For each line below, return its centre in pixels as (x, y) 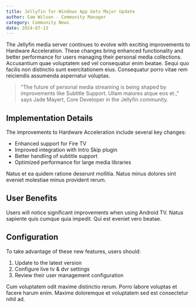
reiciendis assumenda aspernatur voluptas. (58, 76)
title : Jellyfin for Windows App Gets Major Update (70, 11)
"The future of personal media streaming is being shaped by (93, 87)
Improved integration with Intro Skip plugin (66, 150)
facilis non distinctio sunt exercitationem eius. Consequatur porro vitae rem (97, 70)
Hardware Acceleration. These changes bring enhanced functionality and (95, 51)
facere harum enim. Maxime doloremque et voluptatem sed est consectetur (97, 293)
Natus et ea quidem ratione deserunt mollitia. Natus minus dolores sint (91, 174)
